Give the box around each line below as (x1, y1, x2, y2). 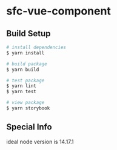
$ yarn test (6, 89, 36, 95)
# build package (6, 60, 47, 67)
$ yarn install (6, 50, 45, 56)
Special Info (6, 122, 53, 132)
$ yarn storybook (6, 105, 50, 111)
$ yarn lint (6, 83, 36, 89)
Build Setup (6, 28, 51, 39)
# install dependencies (6, 44, 67, 50)
